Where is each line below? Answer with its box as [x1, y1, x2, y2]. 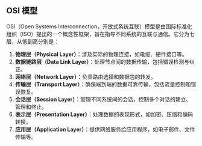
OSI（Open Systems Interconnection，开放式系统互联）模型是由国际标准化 [6, 23, 192, 30]
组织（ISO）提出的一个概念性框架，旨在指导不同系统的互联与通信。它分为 [6, 30, 190, 37]
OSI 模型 [6, 5, 38, 16]
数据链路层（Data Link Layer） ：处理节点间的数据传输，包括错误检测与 [14, 58, 190, 65]
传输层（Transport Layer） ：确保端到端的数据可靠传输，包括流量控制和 [14, 81, 191, 88]
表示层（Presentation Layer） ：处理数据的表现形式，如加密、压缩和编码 [14, 111, 194, 118]
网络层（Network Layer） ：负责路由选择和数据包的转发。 [14, 73, 156, 80]
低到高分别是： [22, 38, 59, 45]
